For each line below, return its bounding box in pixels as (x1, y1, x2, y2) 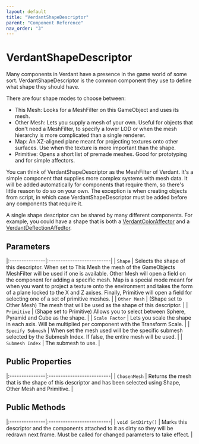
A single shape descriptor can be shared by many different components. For (6, 212, 193, 219)
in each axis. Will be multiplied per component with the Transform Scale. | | (6, 321, 190, 327)
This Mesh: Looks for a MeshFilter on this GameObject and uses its (14, 107, 179, 114)
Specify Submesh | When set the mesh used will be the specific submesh (6, 327, 183, 334)
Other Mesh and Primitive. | (6, 385, 73, 392)
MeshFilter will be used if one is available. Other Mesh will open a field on (6, 270, 186, 277)
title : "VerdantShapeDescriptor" (6, 14, 89, 20)
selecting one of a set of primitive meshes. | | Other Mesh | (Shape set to (6, 295, 182, 302)
